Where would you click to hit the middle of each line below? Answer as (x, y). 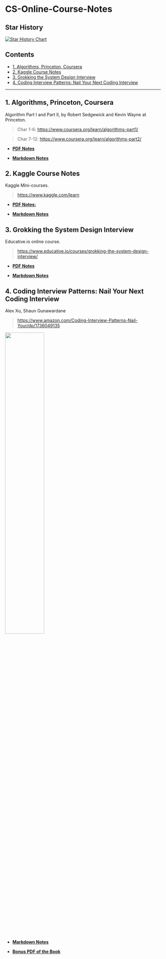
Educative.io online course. (33, 242)
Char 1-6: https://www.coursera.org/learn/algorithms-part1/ (78, 129)
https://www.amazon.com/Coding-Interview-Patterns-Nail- (77, 320)
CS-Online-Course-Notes (59, 9)
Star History (24, 27)
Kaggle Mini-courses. (27, 185)
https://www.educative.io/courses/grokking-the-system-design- (83, 251)
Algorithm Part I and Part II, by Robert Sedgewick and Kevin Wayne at (76, 114)
